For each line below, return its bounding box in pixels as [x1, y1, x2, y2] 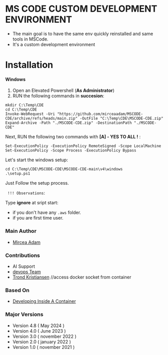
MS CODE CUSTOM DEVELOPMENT [5, 3, 157, 15]
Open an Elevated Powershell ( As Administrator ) [12, 87, 115, 94]
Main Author [5, 228, 37, 235]
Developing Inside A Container [12, 298, 76, 304]
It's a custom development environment [12, 41, 95, 47]
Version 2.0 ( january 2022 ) [12, 338, 72, 345]
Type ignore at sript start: [5, 200, 59, 206]
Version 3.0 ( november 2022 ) [12, 333, 77, 339]
